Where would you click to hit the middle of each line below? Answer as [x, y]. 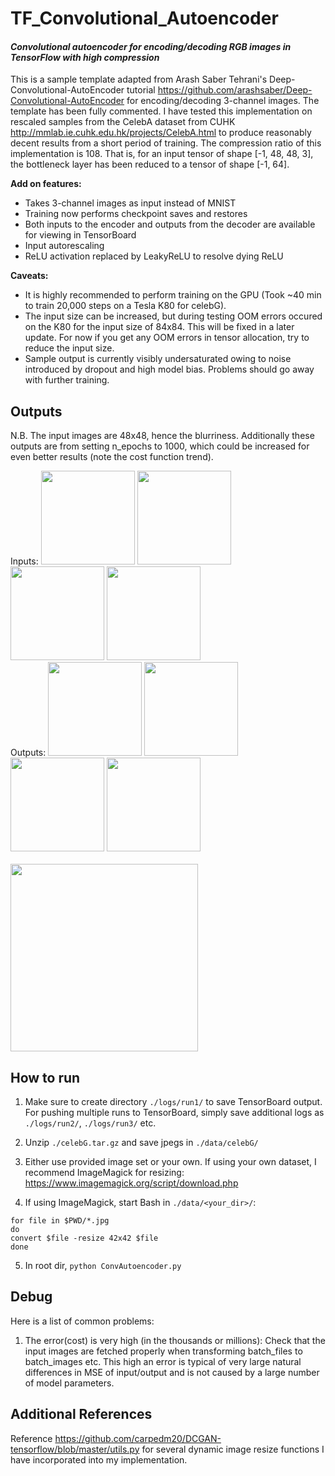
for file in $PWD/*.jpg [60, 1221]
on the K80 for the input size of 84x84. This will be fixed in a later [159, 327]
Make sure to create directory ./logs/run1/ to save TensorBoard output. [173, 1102]
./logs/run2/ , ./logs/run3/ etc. [90, 1123]
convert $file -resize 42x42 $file [84, 1238]
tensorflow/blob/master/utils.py [75, 1449]
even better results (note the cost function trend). [112, 457]
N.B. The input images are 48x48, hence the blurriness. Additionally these [162, 436]
